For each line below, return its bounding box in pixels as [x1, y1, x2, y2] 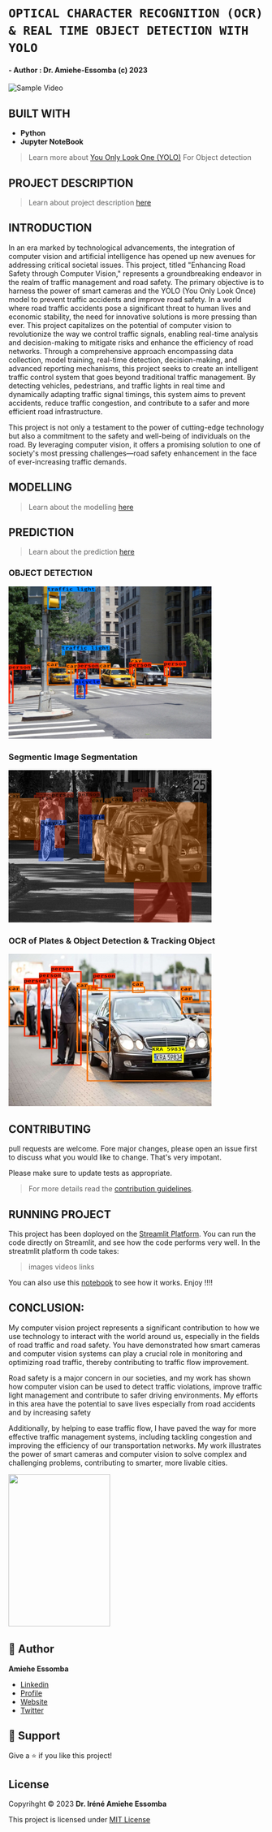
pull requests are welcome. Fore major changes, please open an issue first [8, 1144, 257, 1154]
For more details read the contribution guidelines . [28, 1184, 194, 1194]
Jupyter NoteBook [19, 137, 84, 147]
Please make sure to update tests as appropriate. [8, 1169, 173, 1178]
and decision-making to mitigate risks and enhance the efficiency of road [8, 337, 254, 348]
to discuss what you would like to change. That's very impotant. [8, 1152, 222, 1162]
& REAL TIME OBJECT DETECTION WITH [8, 24, 249, 39]
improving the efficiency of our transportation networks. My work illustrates [8, 1441, 261, 1450]
